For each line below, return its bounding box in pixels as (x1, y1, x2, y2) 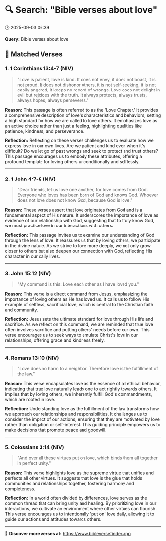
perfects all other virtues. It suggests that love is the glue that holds (5, 475, 142, 481)
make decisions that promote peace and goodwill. (5, 427, 107, 433)
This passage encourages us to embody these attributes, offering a (5, 153, 142, 159)
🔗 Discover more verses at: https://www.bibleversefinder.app (5, 530, 131, 536)
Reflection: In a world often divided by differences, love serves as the (5, 495, 147, 501)
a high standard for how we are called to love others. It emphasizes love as (5, 117, 158, 123)
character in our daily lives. (5, 253, 60, 259)
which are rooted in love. (5, 396, 56, 402)
